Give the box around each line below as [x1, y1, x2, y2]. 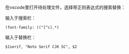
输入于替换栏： [5, 34, 36, 40]
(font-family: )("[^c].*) [5, 25, 59, 30]
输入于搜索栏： [5, 15, 36, 21]
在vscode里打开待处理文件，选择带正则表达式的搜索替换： [5, 4, 126, 10]
